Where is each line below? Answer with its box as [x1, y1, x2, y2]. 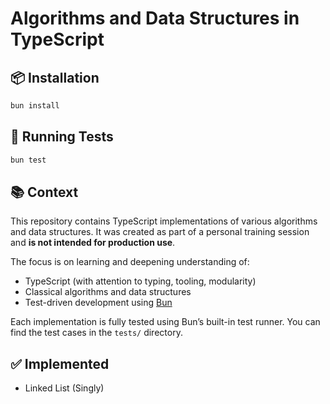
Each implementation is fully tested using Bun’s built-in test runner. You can [10, 316, 321, 328]
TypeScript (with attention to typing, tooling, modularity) [24, 275, 257, 287]
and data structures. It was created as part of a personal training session [10, 226, 310, 238]
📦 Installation [10, 69, 100, 86]
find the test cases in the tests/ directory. [10, 327, 183, 339]
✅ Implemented [10, 355, 110, 372]
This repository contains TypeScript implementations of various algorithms [10, 215, 318, 227]
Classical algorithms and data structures [24, 286, 192, 298]
